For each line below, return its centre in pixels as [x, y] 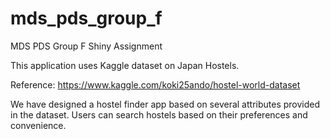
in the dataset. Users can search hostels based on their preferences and [159, 114]
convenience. [38, 125]
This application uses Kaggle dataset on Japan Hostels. [125, 65]
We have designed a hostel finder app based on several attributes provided [165, 104]
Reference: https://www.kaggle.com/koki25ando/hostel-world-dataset [155, 84]
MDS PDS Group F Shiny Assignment [86, 46]
